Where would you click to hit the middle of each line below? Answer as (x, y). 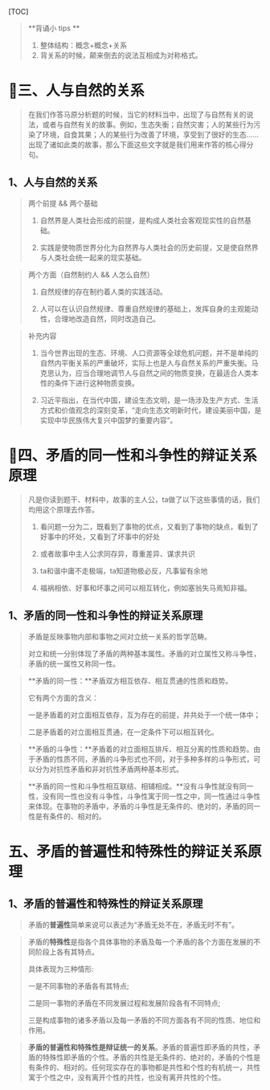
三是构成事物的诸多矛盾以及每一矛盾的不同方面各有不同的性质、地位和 (144, 1020)
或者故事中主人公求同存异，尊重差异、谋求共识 (117, 553)
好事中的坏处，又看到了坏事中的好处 (100, 537)
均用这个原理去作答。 (63, 509)
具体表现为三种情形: (61, 969)
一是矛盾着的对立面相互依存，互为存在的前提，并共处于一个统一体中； (144, 715)
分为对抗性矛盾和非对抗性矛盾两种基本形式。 (109, 769)
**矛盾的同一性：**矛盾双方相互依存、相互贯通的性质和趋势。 (130, 680)
